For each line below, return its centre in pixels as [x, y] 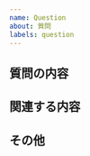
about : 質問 [30, 26]
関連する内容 [45, 107]
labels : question [42, 34]
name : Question [38, 18]
